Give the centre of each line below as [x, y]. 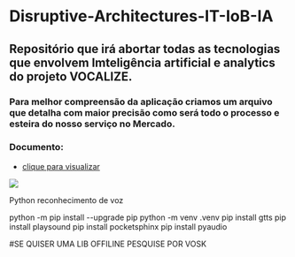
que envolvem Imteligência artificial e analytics [143, 62]
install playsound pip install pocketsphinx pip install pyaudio [118, 226]
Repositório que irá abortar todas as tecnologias [145, 49]
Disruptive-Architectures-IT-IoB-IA [141, 16]
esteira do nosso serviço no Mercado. [92, 124]
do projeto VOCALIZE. [71, 76]
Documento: [36, 147]
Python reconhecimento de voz [66, 200]
